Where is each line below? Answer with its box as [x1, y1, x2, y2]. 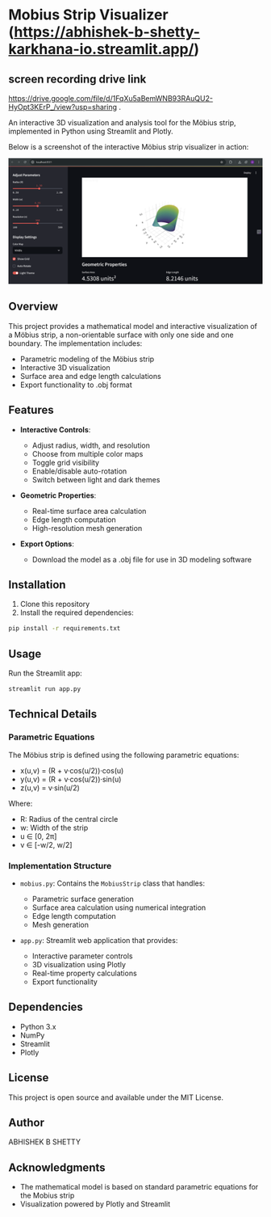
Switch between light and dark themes [31, 474, 161, 484]
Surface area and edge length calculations [19, 371, 161, 381]
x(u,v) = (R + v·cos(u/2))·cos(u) [19, 765, 124, 775]
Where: [8, 798, 33, 808]
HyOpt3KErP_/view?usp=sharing [8, 103, 117, 112]
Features [8, 403, 54, 417]
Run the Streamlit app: [8, 668, 82, 678]
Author [8, 1116, 44, 1130]
